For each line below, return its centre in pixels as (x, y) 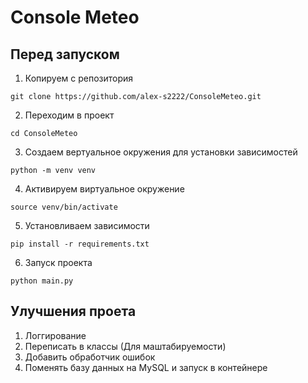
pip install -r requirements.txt (80, 244)
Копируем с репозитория (79, 78)
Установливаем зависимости (87, 225)
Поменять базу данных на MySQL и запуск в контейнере (146, 367)
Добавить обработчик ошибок (90, 357)
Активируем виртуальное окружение (104, 189)
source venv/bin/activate (64, 207)
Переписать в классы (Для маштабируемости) (125, 346)
